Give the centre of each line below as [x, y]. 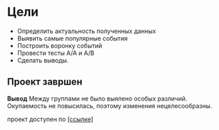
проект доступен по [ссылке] [50, 119]
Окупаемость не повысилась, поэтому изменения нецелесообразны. [109, 106]
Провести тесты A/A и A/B [56, 53]
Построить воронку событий [60, 45]
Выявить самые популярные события [72, 38]
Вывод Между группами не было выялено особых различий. [97, 98]
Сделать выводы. [43, 60]
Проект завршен [45, 82]
